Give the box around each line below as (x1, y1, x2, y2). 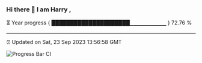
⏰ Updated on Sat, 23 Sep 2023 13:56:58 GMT (6, 39, 122, 46)
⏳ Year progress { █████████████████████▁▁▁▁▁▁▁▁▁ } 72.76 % (6, 19, 192, 26)
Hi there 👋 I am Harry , (6, 5, 72, 14)
